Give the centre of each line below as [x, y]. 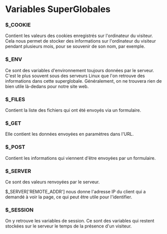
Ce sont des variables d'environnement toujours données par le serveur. [79, 70]
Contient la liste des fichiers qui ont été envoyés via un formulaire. [73, 110]
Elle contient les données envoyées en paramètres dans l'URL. [69, 134]
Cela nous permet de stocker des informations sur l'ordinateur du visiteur [80, 41]
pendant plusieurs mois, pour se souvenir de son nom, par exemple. [75, 47]
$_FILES [15, 99]
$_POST [15, 147]
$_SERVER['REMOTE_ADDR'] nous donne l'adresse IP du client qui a [75, 191]
